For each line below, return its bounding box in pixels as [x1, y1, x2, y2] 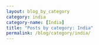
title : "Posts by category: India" [6, 25, 94, 31]
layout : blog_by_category [6, 8, 70, 15]
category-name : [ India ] [6, 19, 65, 25]
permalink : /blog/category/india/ [6, 30, 91, 36]
